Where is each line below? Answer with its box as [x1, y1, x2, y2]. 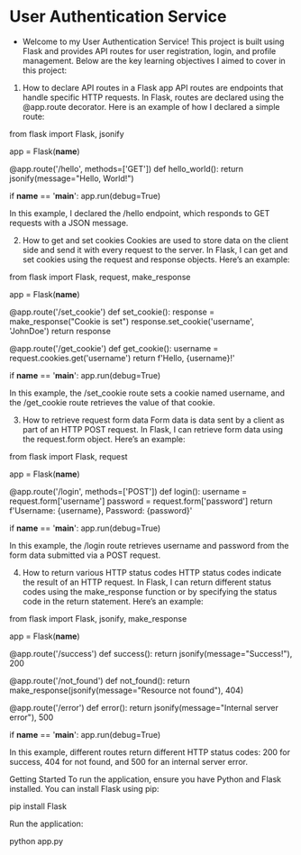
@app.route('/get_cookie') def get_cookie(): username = [9, 342, 219, 353]
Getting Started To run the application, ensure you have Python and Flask [9, 773, 282, 785]
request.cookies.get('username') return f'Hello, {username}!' [9, 352, 235, 363]
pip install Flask [9, 800, 68, 812]
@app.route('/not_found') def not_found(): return [9, 675, 191, 686]
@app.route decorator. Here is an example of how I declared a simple [22, 101, 280, 112]
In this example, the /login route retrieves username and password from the [9, 540, 289, 550]
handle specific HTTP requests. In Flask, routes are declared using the [22, 92, 284, 103]
